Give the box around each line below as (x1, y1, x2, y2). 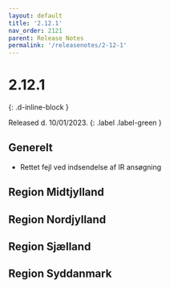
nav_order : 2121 (8, 26, 63, 34)
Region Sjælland (8, 240, 91, 254)
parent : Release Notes (8, 34, 84, 42)
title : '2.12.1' (8, 19, 63, 27)
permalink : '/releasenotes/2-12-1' (8, 42, 127, 50)
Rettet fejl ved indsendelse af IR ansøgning (19, 162, 162, 172)
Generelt (8, 141, 54, 154)
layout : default (8, 11, 63, 20)
